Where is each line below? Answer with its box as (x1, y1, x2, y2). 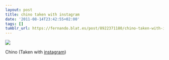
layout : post (5, 7, 33, 12)
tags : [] (5, 21, 24, 26)
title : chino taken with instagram (5, 12, 80, 17)
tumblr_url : (5, 26, 30, 31)
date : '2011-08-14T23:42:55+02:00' (5, 16, 80, 21)
